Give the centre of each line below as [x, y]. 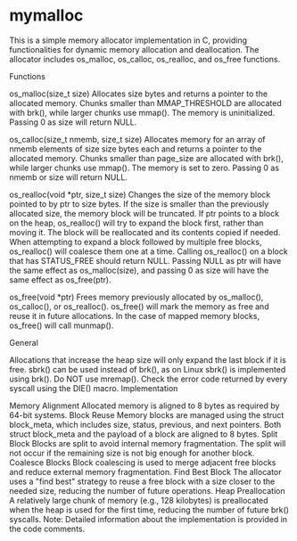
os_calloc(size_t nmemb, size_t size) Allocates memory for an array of [137, 139]
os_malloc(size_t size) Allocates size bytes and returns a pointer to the [139, 94]
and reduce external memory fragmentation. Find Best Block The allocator [145, 471]
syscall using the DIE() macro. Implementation [94, 388]
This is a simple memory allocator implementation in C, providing [128, 40]
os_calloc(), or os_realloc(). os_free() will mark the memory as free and [139, 306]
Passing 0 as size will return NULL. [73, 122]
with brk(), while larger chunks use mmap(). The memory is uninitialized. [142, 112]
